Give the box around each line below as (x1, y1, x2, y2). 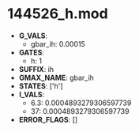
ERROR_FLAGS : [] (18, 115, 78, 124)
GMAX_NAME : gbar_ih (18, 73, 94, 82)
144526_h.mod (7, 5, 108, 23)
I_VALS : (18, 89, 45, 99)
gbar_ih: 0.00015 (30, 39, 86, 48)
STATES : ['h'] (18, 81, 64, 91)
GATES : (18, 47, 45, 57)
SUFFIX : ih (18, 64, 54, 74)
